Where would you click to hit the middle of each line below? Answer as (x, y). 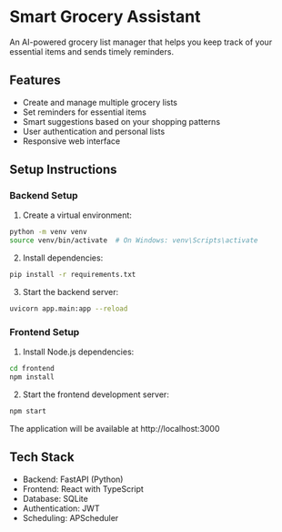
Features (35, 81)
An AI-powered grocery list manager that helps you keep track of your (141, 42)
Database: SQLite (55, 498)
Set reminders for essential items (85, 112)
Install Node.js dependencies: (78, 352)
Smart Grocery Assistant (105, 17)
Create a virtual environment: (77, 215)
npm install (32, 377)
